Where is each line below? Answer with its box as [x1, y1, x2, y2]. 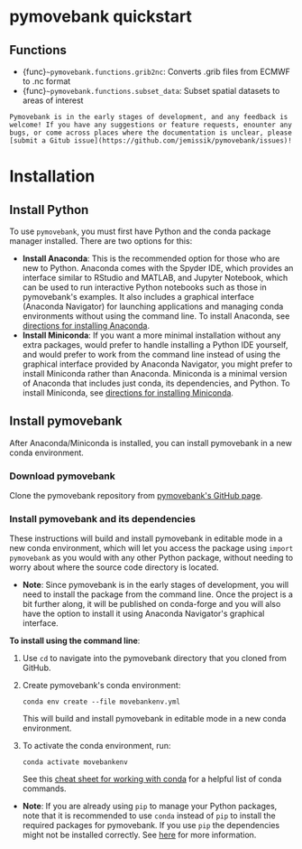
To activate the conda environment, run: [22, 741, 171, 751]
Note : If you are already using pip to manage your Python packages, [22, 801, 278, 812]
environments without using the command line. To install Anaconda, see [22, 311, 290, 322]
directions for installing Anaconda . [22, 321, 151, 331]
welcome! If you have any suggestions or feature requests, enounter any [9, 120, 293, 129]
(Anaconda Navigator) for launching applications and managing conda [22, 301, 284, 312]
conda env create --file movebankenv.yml [22, 697, 180, 706]
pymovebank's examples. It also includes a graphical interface [22, 292, 254, 302]
